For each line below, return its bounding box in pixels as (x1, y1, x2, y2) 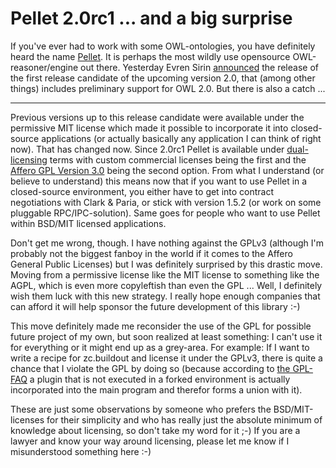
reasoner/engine (10, 61, 79, 73)
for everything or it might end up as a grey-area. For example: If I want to (10, 341, 310, 353)
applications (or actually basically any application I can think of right (41, 132, 322, 144)
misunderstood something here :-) (10, 445, 152, 457)
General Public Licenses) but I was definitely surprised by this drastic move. (10, 258, 323, 270)
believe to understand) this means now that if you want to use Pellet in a (10, 175, 308, 187)
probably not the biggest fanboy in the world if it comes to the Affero (10, 247, 293, 259)
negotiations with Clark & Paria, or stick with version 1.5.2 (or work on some (10, 196, 322, 208)
